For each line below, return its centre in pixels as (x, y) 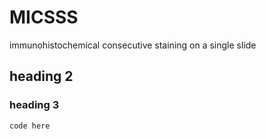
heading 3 (34, 105)
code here (30, 126)
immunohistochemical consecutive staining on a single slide (133, 45)
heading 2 (41, 76)
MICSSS (44, 17)
